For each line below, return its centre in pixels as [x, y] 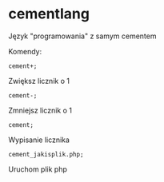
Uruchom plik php [38, 169]
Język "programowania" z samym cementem [82, 36]
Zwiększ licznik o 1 [39, 81]
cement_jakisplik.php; [46, 154]
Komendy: [25, 51]
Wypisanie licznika [39, 140]
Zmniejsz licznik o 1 [40, 110]
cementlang [49, 14]
